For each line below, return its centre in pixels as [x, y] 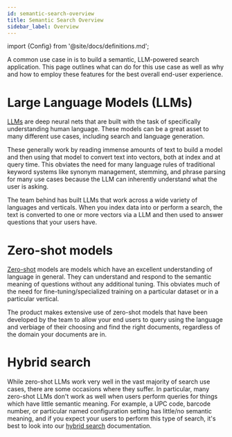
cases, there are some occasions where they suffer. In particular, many [108, 389]
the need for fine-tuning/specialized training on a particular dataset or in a [113, 291]
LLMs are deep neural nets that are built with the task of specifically [104, 121]
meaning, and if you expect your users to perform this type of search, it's [111, 419]
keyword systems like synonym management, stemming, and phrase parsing [117, 172]
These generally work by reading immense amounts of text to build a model [115, 150]
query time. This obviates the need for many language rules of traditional [111, 164]
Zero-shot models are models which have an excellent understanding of [110, 269]
